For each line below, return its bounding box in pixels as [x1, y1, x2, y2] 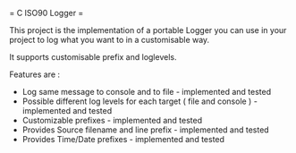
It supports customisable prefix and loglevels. [9, 52, 177, 62]
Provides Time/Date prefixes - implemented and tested [21, 134, 225, 144]
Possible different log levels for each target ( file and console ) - [21, 96, 258, 106]
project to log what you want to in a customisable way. [9, 35, 210, 45]
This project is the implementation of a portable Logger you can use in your [9, 25, 287, 35]
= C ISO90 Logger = [9, 8, 84, 18]
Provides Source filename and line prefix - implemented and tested [21, 124, 270, 135]
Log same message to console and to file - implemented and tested [21, 87, 271, 97]
